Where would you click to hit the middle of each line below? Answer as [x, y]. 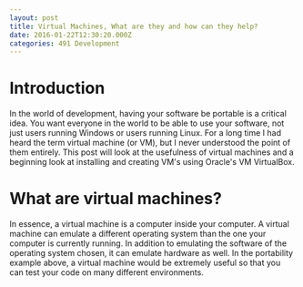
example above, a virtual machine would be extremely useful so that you [145, 263]
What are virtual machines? [116, 199]
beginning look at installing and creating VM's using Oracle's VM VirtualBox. [152, 162]
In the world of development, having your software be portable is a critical [148, 114]
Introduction [57, 88]
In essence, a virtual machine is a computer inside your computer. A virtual [149, 224]
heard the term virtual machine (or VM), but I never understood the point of [150, 143]
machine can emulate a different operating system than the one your [138, 234]
